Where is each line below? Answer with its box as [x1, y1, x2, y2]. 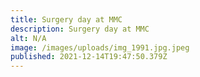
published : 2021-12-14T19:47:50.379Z [10, 52, 168, 62]
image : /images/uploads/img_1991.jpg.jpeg [10, 42, 190, 53]
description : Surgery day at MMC [10, 24, 150, 34]
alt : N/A [10, 33, 47, 43]
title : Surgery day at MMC [10, 14, 123, 25]
